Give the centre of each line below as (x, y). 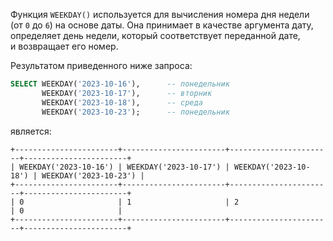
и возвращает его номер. (64, 46)
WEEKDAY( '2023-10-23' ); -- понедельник (135, 112)
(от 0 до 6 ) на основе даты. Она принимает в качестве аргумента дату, (162, 25)
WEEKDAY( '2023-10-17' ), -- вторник (127, 93)
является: (31, 131)
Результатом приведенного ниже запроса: (101, 65)
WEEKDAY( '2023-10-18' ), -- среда (122, 102)
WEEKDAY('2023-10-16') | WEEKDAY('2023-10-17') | (124, 167)
